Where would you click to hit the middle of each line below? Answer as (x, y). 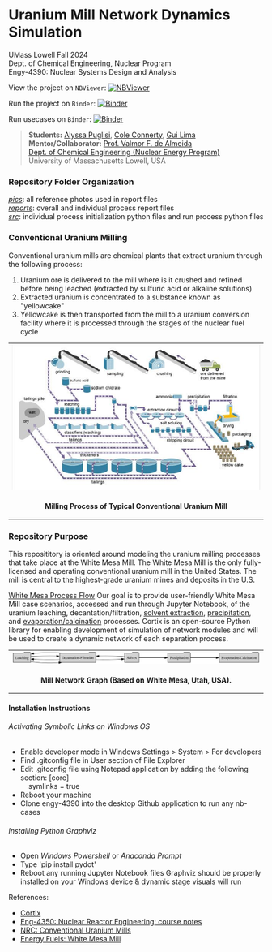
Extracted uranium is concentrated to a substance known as (120, 297)
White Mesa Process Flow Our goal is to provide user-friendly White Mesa (132, 596)
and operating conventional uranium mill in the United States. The (147, 571)
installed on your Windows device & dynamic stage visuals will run (131, 881)
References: (28, 898)
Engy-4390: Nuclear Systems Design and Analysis (92, 71)
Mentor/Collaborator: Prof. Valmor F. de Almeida (110, 143)
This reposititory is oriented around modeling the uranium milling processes (134, 554)
